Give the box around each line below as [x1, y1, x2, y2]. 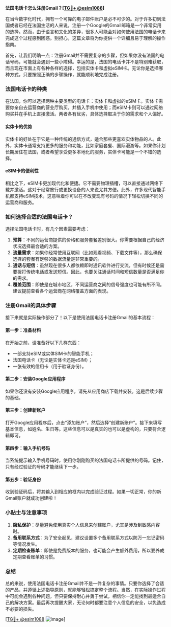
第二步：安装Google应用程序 [5, 376, 66, 382]
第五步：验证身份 [5, 476, 41, 482]
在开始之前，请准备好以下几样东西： [5, 340, 81, 346]
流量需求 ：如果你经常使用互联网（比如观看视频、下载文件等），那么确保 [12, 250, 162, 255]
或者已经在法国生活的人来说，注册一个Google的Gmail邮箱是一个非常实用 [9, 23, 162, 28]
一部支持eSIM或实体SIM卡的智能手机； [12, 350, 94, 356]
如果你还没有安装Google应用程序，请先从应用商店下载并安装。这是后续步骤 [5, 388, 163, 394]
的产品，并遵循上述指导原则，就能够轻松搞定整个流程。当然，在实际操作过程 [5, 587, 166, 593]
